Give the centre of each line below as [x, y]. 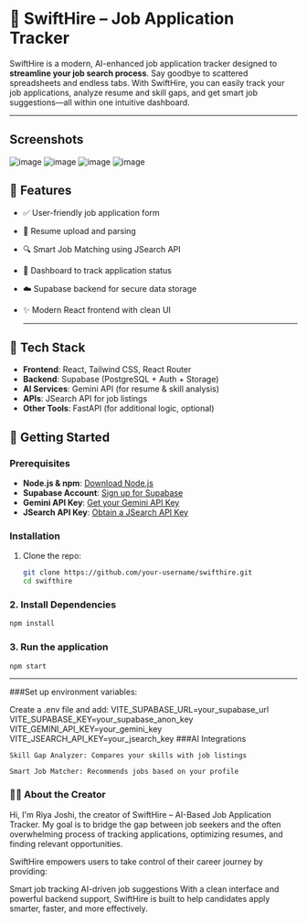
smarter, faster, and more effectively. [79, 908]
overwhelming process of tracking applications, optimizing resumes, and [146, 834]
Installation [35, 536]
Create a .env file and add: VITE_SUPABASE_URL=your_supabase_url [139, 710]
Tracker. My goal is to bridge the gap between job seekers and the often [145, 824]
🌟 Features [41, 191]
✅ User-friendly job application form [91, 212]
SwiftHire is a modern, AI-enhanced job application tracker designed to [143, 63]
